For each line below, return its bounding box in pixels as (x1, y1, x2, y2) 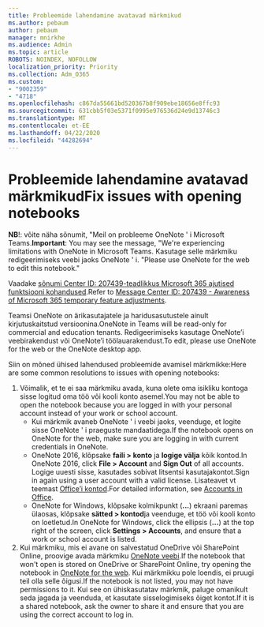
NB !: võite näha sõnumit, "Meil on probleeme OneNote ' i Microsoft (8, 230, 225, 239)
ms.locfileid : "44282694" (8, 136, 93, 145)
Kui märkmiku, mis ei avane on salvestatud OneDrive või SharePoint (19, 543, 240, 553)
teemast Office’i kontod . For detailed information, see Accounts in (31, 484, 243, 494)
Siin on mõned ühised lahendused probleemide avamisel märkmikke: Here (8, 360, 247, 370)
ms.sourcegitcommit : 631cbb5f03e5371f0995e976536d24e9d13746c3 (8, 107, 221, 115)
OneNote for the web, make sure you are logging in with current (31, 434, 239, 443)
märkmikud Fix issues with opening (8, 187, 243, 205)
